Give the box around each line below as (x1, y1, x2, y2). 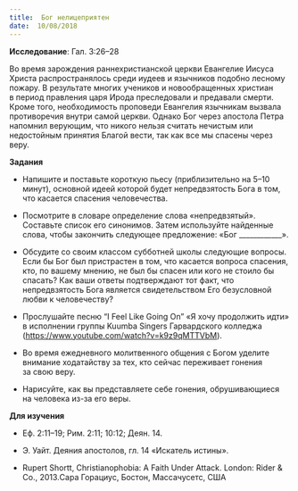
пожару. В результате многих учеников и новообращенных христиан (9, 82, 274, 93)
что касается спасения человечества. (21, 193, 168, 204)
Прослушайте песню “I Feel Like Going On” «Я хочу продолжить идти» (21, 311, 290, 321)
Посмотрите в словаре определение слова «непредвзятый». (21, 210, 256, 221)
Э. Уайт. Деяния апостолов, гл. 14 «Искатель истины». (21, 445, 229, 455)
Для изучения (9, 410, 65, 420)
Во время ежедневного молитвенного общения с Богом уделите (21, 347, 270, 358)
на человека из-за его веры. (21, 393, 131, 404)
